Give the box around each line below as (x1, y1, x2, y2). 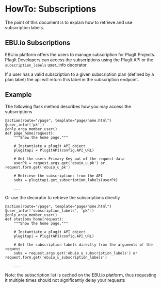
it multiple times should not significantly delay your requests (5, 277, 125, 283)
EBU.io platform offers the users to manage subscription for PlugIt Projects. (5, 51, 156, 57)
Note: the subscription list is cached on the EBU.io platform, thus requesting (5, 272, 157, 278)
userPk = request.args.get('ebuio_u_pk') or (14, 160, 105, 166)
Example (5, 91, 32, 99)
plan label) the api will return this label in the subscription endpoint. (5, 76, 139, 82)
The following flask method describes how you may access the (5, 103, 131, 109)
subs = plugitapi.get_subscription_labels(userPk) (14, 177, 118, 183)
